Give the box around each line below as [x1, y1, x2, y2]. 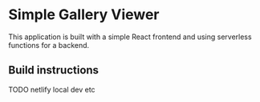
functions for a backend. [8, 40, 90, 49]
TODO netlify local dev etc [8, 84, 95, 94]
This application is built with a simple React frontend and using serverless [8, 32, 252, 41]
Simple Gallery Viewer [8, 6, 160, 24]
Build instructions [8, 64, 99, 77]
